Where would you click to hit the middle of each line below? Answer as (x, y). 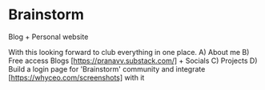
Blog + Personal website (48, 37)
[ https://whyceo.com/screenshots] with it (76, 77)
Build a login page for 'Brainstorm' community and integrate (107, 68)
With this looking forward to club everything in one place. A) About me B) (129, 52)
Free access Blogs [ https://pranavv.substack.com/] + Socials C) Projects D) (133, 61)
